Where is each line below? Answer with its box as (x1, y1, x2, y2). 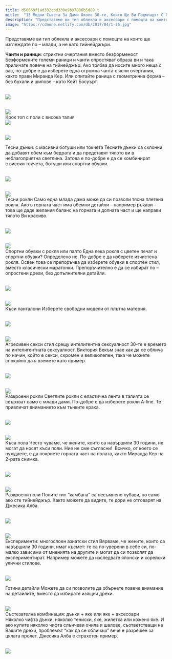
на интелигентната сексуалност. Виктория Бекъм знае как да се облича (5, 347, 163, 353)
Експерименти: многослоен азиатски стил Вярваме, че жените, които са (5, 538, 165, 545)
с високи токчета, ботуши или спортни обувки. (5, 161, 109, 167)
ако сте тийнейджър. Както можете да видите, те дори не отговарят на (5, 497, 162, 503)
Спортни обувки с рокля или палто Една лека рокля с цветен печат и (5, 248, 157, 255)
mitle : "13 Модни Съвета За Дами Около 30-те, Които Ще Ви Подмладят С (5, 12, 164, 17)
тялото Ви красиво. (5, 212, 48, 219)
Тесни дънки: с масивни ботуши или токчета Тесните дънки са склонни (5, 144, 163, 150)
